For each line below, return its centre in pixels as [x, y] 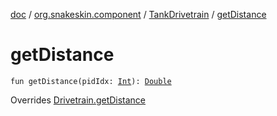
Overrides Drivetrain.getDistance [78, 100]
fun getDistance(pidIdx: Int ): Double [91, 81]
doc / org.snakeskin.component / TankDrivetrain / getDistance [138, 14]
